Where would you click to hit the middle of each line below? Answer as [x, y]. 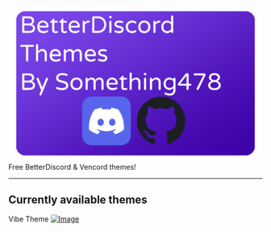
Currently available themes [78, 200]
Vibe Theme [29, 219]
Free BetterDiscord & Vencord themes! [73, 167]
